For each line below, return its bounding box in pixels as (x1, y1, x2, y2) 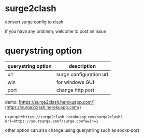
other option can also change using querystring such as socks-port (5, 127, 139, 133)
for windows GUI (56, 78, 94, 85)
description (69, 62, 96, 69)
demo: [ (5, 99, 21, 105)
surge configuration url (56, 71, 109, 77)
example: (5, 113, 23, 119)
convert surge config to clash (5, 19, 64, 25)
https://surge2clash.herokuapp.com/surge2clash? (23, 114, 123, 119)
